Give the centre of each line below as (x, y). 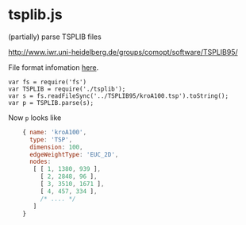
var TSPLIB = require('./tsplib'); (67, 89)
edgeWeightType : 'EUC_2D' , (74, 154)
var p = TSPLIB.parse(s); (51, 103)
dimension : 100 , (56, 147)
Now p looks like (35, 118)
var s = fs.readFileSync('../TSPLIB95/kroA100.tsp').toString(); (118, 96)
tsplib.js (35, 15)
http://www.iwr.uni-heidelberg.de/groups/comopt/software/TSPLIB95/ (123, 52)
